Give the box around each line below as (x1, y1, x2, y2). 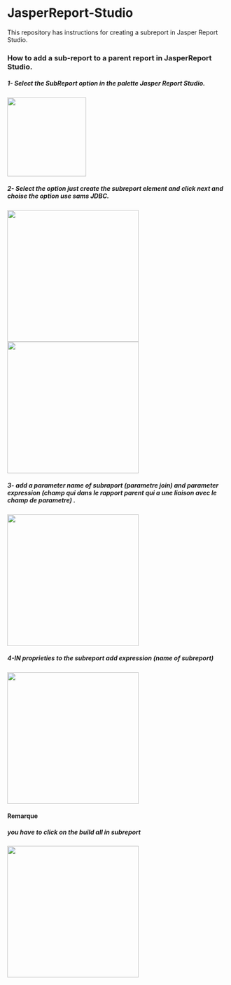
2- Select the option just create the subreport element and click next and (7, 185, 224, 193)
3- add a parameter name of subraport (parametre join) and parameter (7, 481, 219, 490)
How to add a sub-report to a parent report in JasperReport (7, 53, 212, 62)
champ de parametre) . (7, 496, 76, 504)
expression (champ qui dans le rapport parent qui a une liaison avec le (7, 489, 217, 497)
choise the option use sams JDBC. (7, 192, 110, 201)
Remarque (7, 812, 38, 820)
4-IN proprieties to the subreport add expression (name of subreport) (7, 654, 214, 662)
